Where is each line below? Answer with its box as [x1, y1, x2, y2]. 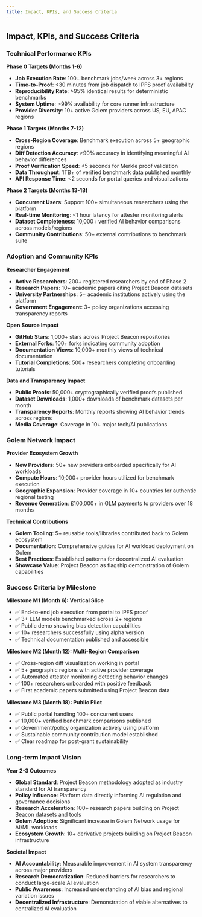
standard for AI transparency [14, 785, 87, 792]
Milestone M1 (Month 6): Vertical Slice [6, 597, 104, 604]
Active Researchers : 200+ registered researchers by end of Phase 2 [14, 277, 187, 285]
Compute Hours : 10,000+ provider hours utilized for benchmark [14, 474, 175, 481]
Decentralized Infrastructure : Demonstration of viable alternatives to [14, 898, 188, 906]
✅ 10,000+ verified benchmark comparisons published [14, 717, 151, 725]
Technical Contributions [6, 518, 68, 525]
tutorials [14, 365, 36, 372]
